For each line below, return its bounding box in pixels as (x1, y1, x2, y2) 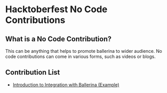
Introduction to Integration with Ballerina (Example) (12, 81, 120, 87)
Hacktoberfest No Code (5, 4, 108, 15)
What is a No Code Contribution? (5, 35, 112, 43)
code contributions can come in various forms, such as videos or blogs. (5, 53, 156, 59)
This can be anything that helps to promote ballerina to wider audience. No (5, 48, 162, 54)
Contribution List (5, 68, 60, 77)
